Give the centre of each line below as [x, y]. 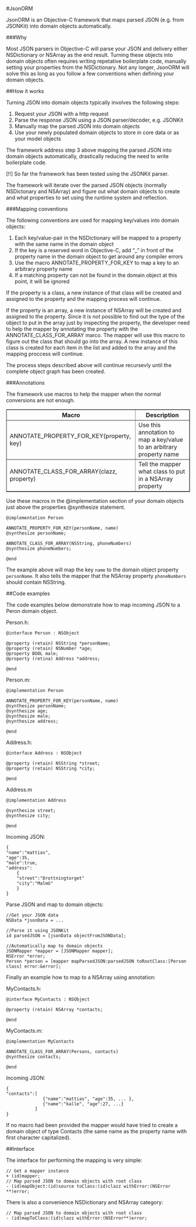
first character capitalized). [38, 1137]
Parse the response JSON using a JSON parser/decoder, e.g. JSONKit [99, 120]
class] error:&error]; [34, 966]
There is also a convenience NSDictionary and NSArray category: [85, 1202]
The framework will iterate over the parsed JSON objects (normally [87, 185]
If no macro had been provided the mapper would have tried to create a [92, 1125]
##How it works [25, 91]
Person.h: [17, 622]
